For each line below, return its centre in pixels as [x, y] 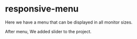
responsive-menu [42, 9]
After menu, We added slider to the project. [48, 31]
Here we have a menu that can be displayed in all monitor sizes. [69, 22]
